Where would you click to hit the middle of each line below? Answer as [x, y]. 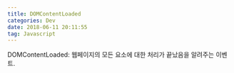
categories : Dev [31, 21]
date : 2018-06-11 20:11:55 [47, 27]
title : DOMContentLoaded [44, 14]
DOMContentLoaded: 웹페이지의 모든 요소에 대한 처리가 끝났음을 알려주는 [111, 55]
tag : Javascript [31, 34]
